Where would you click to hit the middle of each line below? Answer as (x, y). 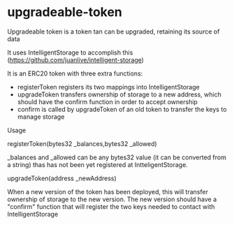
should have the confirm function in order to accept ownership (107, 101)
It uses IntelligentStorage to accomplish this (70, 52)
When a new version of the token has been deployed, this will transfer (108, 191)
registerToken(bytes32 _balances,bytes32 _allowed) (82, 143)
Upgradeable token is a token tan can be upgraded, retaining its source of (114, 31)
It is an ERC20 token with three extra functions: (75, 73)
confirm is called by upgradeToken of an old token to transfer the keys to (122, 109)
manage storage (41, 117)
